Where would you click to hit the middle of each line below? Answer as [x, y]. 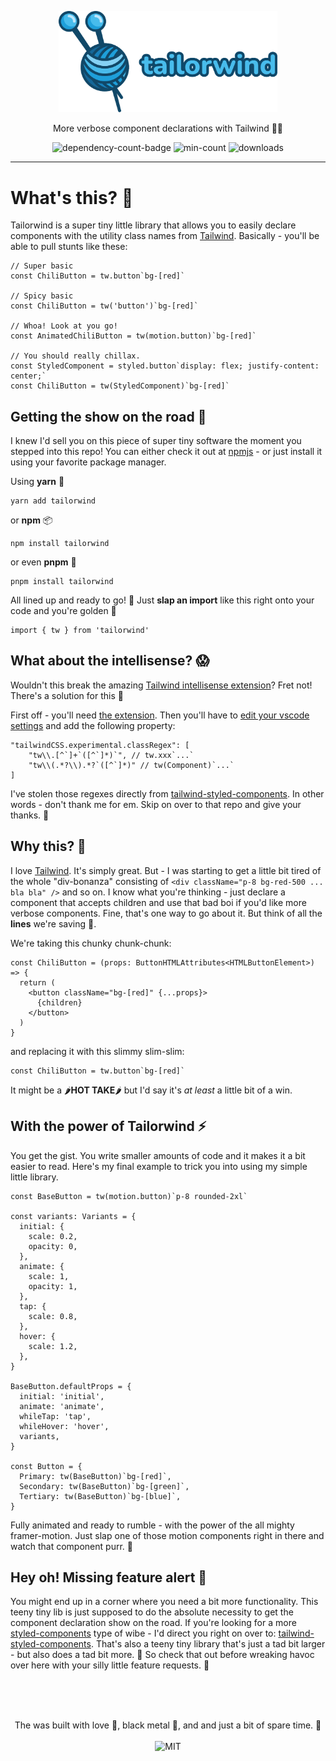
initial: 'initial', [62, 1396]
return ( [37, 982]
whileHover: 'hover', [64, 1426]
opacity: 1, [53, 1286]
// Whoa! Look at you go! [64, 326]
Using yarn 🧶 [37, 482]
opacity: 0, [53, 1246]
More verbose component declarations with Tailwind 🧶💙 [168, 128]
